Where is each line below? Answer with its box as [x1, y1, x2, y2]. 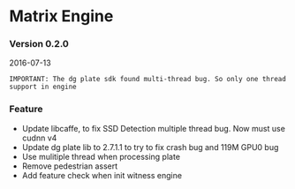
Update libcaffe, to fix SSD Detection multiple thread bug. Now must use [21, 123, 285, 133]
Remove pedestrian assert [21, 161, 118, 171]
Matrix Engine [9, 6, 114, 26]
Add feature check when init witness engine [21, 170, 183, 180]
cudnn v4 [21, 132, 57, 143]
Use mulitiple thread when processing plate [21, 151, 181, 162]
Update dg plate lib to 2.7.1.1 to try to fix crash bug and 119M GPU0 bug [21, 141, 279, 152]
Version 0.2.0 [9, 38, 69, 50]
